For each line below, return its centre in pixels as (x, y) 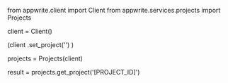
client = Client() (30, 31)
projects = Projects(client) (45, 58)
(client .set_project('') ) (41, 45)
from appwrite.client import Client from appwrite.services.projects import (114, 10)
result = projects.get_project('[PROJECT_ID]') (74, 72)
